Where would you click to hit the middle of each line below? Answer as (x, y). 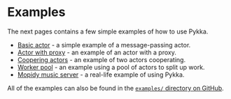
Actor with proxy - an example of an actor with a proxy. (97, 52)
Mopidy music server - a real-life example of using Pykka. (101, 75)
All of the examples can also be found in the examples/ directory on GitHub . (115, 88)
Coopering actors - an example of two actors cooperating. (101, 59)
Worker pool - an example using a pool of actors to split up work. (111, 67)
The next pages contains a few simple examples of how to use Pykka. (108, 31)
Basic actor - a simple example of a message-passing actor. (104, 45)
